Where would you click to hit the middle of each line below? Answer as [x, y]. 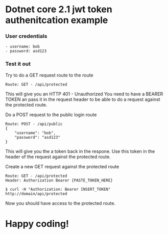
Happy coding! [37, 224]
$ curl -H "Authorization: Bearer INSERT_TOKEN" [58, 189]
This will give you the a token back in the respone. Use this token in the [80, 151]
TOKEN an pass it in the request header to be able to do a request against [83, 99]
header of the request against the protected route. [58, 157]
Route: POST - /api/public [34, 124]
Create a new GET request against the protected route [62, 166]
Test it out [18, 64]
